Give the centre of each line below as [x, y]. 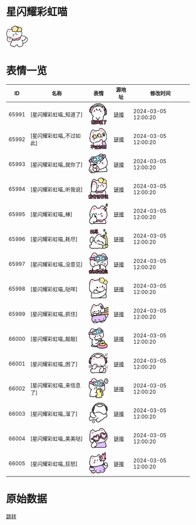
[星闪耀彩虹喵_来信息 [55, 385]
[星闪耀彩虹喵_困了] [54, 364]
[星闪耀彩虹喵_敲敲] [54, 339]
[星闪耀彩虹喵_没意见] [56, 264]
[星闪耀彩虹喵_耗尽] [54, 239]
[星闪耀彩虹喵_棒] [51, 215]
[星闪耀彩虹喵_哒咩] [54, 289]
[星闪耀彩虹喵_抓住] [54, 314]
